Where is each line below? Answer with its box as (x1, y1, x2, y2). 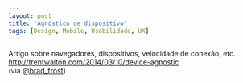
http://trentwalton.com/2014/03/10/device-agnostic (8, 57, 179, 67)
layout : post (8, 11, 52, 20)
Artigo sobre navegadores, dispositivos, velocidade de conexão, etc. (8, 49, 236, 59)
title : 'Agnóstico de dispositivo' (8, 19, 128, 27)
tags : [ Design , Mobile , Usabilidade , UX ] (8, 27, 150, 35)
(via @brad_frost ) (8, 66, 67, 76)
